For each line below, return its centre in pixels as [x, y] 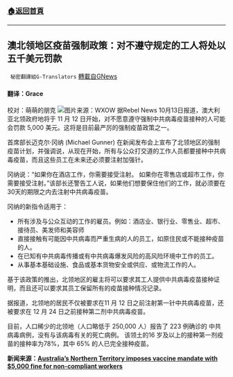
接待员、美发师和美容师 [51, 230]
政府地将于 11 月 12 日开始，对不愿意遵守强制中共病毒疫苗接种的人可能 [126, 119]
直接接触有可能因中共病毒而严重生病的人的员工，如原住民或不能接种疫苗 [120, 239]
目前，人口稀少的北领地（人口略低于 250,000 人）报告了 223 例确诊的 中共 [114, 326]
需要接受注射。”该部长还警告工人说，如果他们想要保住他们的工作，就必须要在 [116, 183]
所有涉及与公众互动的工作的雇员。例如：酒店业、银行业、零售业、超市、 [120, 221]
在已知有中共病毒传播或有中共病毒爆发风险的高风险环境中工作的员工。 [118, 256]
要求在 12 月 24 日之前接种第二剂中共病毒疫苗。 [81, 312]
